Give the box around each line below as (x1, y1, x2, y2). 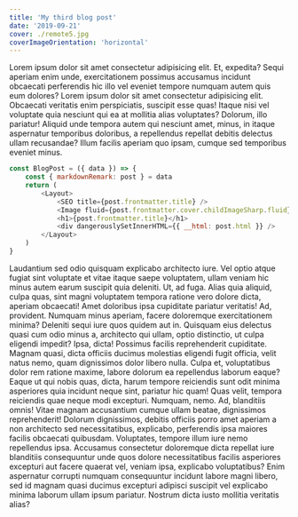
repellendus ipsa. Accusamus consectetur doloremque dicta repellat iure (9, 441, 275, 453)
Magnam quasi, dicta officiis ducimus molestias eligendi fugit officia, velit (9, 347, 277, 358)
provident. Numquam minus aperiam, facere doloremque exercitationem (9, 310, 273, 321)
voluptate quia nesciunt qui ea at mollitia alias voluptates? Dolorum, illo (9, 109, 268, 120)
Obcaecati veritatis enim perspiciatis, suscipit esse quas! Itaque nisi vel (9, 99, 270, 111)
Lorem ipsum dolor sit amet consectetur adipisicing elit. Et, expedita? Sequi (9, 62, 284, 73)
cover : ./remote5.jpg (9, 29, 90, 38)
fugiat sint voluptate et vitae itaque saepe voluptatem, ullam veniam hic (9, 272, 270, 282)
